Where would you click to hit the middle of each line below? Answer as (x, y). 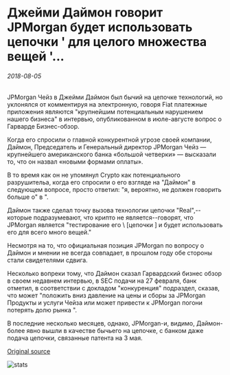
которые (20, 217)
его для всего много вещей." (49, 233)
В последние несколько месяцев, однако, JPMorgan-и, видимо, (101, 323)
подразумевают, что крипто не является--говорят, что (114, 217)
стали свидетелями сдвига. (47, 260)
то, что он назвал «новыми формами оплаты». (75, 162)
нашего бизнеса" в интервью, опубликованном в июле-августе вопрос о (114, 119)
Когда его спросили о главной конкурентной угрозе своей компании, (110, 140)
